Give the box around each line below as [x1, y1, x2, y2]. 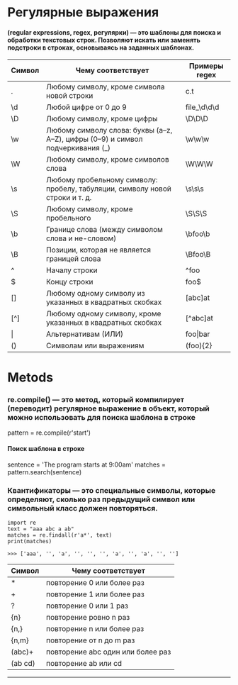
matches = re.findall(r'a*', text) [7, 532, 113, 539]
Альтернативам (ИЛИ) [45, 329, 124, 339]
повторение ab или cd [45, 659, 123, 669]
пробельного [45, 213, 91, 223]
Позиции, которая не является [45, 245, 151, 255]
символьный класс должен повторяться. [7, 503, 158, 513]
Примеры [188, 61, 224, 71]
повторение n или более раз [45, 624, 144, 634]
